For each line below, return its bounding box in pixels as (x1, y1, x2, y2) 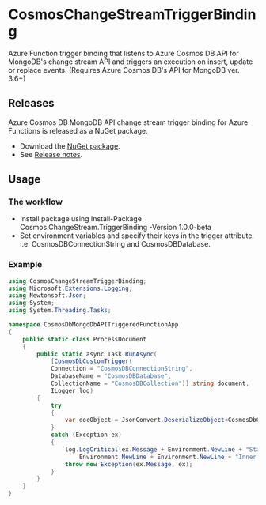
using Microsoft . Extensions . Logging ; (8, 285, 133, 292)
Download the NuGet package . (19, 141, 120, 151)
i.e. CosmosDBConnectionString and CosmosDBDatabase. (19, 239, 211, 249)
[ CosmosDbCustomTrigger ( (50, 357, 133, 365)
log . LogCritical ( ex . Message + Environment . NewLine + (64, 445, 243, 454)
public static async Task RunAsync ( (36, 350, 158, 358)
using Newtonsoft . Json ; (8, 292, 87, 300)
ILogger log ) (50, 386, 93, 394)
